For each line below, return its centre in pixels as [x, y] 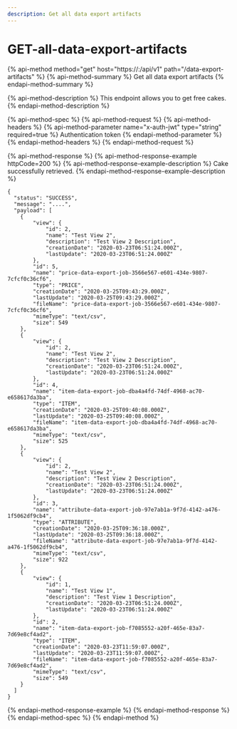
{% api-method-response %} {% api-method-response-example [102, 156]
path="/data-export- [194, 69]
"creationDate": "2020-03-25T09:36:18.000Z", [102, 528]
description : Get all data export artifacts [74, 14]
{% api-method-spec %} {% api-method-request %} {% [90, 119]
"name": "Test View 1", [80, 591]
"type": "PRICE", [58, 285]
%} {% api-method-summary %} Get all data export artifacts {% [130, 76]
